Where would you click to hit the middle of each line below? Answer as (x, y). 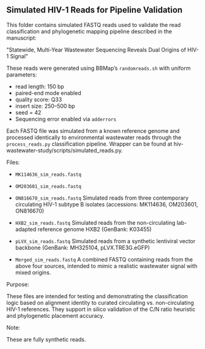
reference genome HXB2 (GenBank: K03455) (95, 229)
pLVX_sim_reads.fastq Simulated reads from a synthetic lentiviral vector (105, 241)
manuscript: (21, 38)
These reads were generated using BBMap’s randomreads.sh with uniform (99, 68)
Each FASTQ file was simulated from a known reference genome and (93, 130)
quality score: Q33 (39, 99)
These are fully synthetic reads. (46, 339)
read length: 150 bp (39, 86)
